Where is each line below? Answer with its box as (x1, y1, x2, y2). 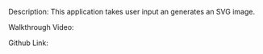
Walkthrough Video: (8, 23, 74, 31)
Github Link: (8, 38, 48, 48)
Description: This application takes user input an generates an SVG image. (8, 7, 256, 16)
